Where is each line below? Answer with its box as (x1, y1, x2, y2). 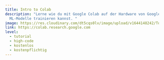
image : (5, 20, 19, 26)
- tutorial (9, 34, 32, 39)
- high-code (9, 39, 34, 44)
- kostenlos (9, 43, 34, 48)
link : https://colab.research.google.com (5, 25, 91, 30)
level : (5, 30, 19, 34)
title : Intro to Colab (5, 7, 51, 12)
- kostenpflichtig (9, 47, 47, 52)
